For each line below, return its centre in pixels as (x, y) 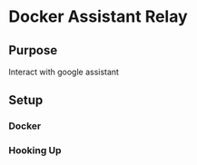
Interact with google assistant (64, 72)
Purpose (33, 50)
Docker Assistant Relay (98, 17)
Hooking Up (35, 150)
